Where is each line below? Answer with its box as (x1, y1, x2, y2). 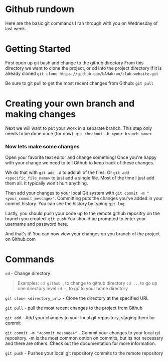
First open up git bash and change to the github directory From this (5, 59, 144, 66)
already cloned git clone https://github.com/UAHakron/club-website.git (5, 70, 159, 76)
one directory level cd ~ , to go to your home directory (17, 286, 128, 292)
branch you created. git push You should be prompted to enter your (5, 216, 146, 222)
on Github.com (5, 236, 36, 242)
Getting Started (5, 43, 71, 55)
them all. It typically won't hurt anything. (5, 180, 88, 187)
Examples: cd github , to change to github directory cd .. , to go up (17, 280, 157, 286)
